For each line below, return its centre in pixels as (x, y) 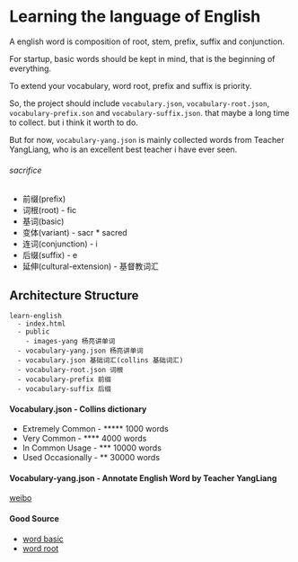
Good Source (35, 518)
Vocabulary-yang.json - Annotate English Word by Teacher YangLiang (143, 477)
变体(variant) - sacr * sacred (74, 233)
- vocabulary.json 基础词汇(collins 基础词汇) (101, 360)
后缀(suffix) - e (50, 255)
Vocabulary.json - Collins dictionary (78, 409)
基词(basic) (43, 221)
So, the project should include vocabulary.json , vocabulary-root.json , (140, 103)
